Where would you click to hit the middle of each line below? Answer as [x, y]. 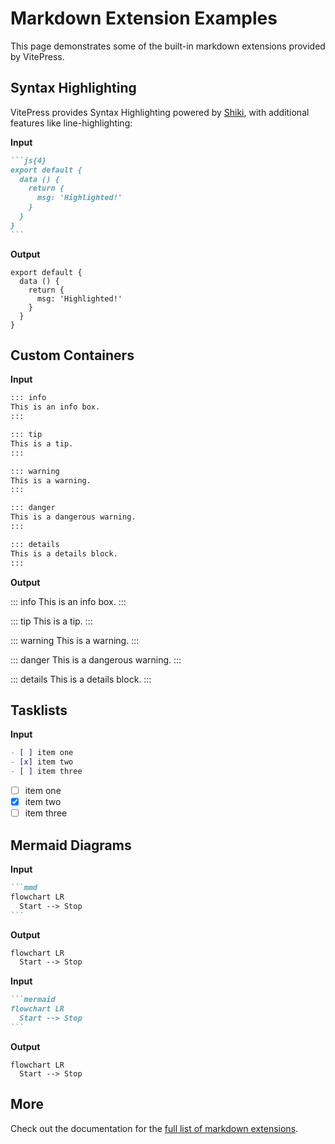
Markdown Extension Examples [144, 18]
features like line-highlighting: [71, 123]
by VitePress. [37, 56]
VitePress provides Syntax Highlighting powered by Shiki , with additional [160, 112]
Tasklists [39, 710]
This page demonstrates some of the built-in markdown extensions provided [168, 46]
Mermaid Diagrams [71, 845]
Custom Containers [72, 355]
